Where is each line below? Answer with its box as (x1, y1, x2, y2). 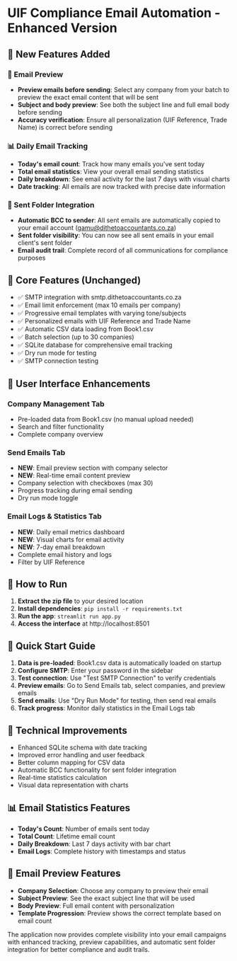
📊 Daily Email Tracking (7, 141, 88, 151)
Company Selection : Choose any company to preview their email (17, 886, 209, 894)
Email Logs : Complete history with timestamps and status (17, 847, 186, 856)
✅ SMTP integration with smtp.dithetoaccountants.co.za (17, 293, 182, 301)
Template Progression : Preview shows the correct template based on (17, 909, 221, 917)
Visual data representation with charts (17, 781, 129, 789)
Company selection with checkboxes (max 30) (17, 479, 154, 488)
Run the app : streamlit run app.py (17, 612, 122, 621)
